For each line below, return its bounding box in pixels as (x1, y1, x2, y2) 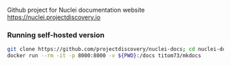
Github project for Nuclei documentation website (7, 6, 145, 14)
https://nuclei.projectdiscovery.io (7, 13, 101, 21)
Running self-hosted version (7, 30, 105, 40)
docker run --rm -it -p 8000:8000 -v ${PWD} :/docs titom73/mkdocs (7, 52, 201, 59)
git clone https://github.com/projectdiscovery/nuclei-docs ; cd (7, 46, 195, 53)
